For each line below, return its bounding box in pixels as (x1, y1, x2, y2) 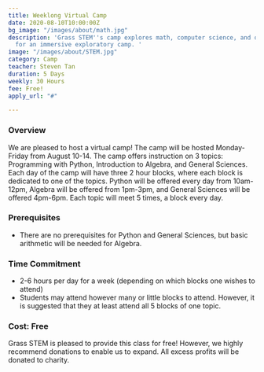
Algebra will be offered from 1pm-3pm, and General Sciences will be (29, 184, 251, 193)
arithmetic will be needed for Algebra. (19, 238, 142, 248)
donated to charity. (8, 355, 70, 365)
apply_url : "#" (8, 92, 58, 100)
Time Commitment (8, 258, 81, 269)
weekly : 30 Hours (8, 77, 65, 85)
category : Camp (8, 56, 58, 64)
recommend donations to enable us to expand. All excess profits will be (8, 347, 240, 356)
